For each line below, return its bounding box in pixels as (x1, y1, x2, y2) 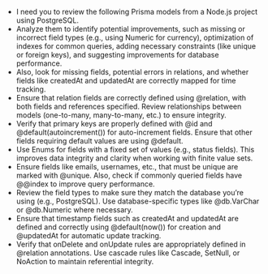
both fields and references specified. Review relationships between (15, 101, 242, 111)
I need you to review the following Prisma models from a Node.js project (15, 7, 258, 16)
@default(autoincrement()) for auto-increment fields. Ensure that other (15, 127, 253, 137)
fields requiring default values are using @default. (15, 136, 184, 145)
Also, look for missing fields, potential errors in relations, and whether (15, 67, 249, 76)
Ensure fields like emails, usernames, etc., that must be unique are (15, 162, 239, 171)
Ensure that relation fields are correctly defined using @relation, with (15, 93, 246, 102)
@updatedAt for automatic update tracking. (15, 231, 162, 240)
